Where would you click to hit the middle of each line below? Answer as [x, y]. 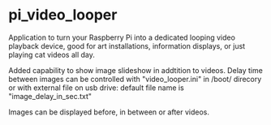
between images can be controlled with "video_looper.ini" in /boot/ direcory [135, 79]
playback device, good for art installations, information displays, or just [127, 45]
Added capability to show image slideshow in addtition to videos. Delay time [136, 70]
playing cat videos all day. [52, 54]
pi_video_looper [63, 15]
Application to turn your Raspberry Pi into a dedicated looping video [122, 37]
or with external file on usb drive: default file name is [96, 88]
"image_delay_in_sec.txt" [50, 96]
